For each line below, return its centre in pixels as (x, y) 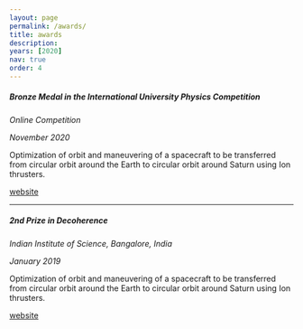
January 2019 (35, 261)
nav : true (28, 60)
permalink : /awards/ (48, 26)
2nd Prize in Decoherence (59, 221)
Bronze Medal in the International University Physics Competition (135, 97)
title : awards (36, 34)
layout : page (34, 18)
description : (34, 43)
